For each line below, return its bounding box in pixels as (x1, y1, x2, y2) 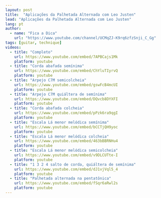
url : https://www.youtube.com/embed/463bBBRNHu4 (14, 139, 118, 144)
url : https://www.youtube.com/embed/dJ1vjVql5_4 (14, 167, 118, 172)
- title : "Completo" (10, 49, 53, 54)
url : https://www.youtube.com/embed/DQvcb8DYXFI (14, 96, 118, 101)
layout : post (5, 7, 33, 13)
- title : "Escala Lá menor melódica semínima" (10, 119, 109, 125)
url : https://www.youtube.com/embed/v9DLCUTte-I (14, 153, 118, 158)
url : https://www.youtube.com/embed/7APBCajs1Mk (14, 54, 118, 59)
